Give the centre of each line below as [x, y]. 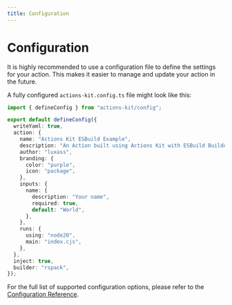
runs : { [30, 229]
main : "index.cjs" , [53, 242]
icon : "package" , [50, 171]
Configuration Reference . [43, 295]
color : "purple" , [50, 165]
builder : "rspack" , [41, 267]
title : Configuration [38, 13]
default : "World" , [58, 210]
